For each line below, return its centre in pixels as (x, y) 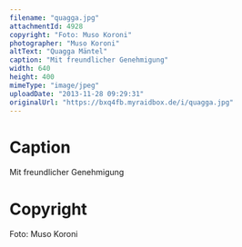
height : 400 (32, 77)
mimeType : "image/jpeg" (55, 85)
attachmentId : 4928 (46, 26)
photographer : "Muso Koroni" (65, 43)
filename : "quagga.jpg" (55, 18)
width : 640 (30, 69)
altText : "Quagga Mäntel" (58, 52)
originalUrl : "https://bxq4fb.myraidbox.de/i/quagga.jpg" (121, 102)
